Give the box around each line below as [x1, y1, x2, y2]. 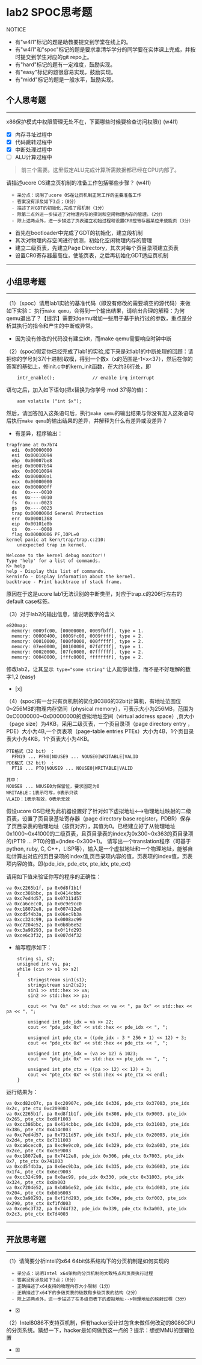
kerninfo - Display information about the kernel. [6, 573, 136, 579]
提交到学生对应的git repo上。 [20, 53, 93, 60]
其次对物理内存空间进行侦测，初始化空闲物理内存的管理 [14, 237, 152, 244]
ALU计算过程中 [14, 153, 52, 160]
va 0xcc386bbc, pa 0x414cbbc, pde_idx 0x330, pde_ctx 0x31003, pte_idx [6, 1121, 189, 1127]
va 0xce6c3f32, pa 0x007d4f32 [6, 932, 82, 939]
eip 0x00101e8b [11, 520, 52, 527]
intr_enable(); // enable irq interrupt [17, 375, 155, 381]
